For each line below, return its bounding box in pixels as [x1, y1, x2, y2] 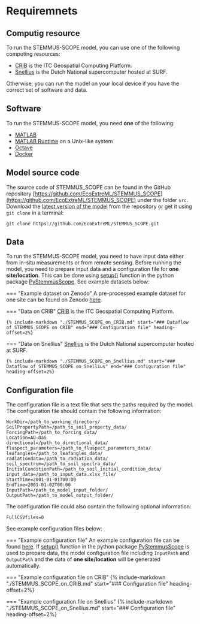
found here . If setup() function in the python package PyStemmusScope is [6, 543, 190, 550]
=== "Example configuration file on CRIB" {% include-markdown [6, 574, 166, 581]
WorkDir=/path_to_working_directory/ [6, 419, 101, 425]
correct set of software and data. [6, 86, 88, 94]
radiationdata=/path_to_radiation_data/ [6, 456, 109, 462]
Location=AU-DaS [6, 435, 47, 441]
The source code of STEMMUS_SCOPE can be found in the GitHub [6, 183, 171, 191]
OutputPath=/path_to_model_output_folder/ [6, 493, 114, 499]
